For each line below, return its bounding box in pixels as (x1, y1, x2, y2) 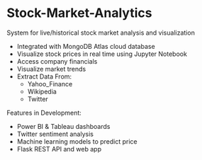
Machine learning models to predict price (16, 137, 138, 146)
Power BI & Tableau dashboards (16, 122, 111, 130)
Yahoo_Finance (27, 79, 73, 88)
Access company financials (16, 57, 98, 65)
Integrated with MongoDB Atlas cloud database (16, 42, 155, 50)
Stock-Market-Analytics (6, 5, 152, 21)
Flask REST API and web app (16, 144, 102, 153)
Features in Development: (6, 108, 82, 117)
